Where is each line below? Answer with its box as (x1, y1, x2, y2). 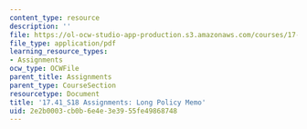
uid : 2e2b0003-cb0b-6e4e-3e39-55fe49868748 (9, 106, 178, 115)
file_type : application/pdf (9, 38, 117, 48)
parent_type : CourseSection (9, 81, 117, 90)
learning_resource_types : (9, 47, 108, 56)
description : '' (9, 22, 71, 31)
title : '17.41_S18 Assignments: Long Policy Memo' (9, 97, 206, 107)
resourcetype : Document (9, 89, 101, 98)
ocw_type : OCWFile (9, 64, 79, 74)
